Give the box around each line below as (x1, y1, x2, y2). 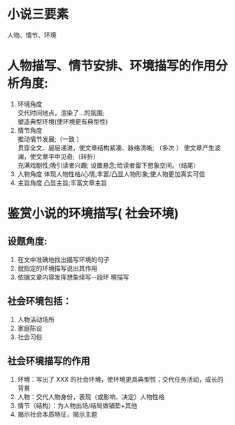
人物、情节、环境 (7, 31, 57, 39)
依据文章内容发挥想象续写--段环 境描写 (17, 273, 129, 281)
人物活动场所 (17, 315, 55, 324)
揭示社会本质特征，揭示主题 (17, 410, 98, 418)
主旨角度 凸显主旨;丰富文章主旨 (17, 178, 107, 187)
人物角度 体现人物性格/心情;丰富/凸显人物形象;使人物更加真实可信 (17, 169, 206, 178)
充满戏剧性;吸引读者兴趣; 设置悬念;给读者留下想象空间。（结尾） (17, 161, 200, 169)
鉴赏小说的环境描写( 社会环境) (7, 206, 179, 222)
